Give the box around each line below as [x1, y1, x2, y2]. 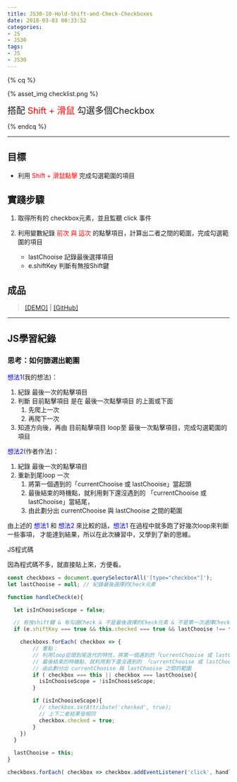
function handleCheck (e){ [7, 593, 83, 601]
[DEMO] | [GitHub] [24, 303, 79, 312]
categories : [7, 23, 42, 30]
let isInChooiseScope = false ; [13, 606, 106, 614]
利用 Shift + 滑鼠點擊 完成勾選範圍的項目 [17, 171, 135, 180]
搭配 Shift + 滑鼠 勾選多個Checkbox [7, 105, 155, 117]
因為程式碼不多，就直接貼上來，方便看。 [7, 560, 125, 568]
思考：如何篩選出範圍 [7, 355, 80, 365]
